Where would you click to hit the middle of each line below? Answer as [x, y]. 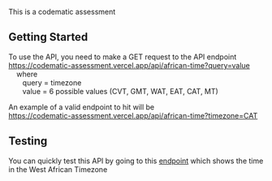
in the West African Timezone [58, 169]
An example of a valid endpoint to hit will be [82, 107]
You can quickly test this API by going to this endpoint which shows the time [136, 161]
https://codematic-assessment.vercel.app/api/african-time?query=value [129, 65]
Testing [28, 141]
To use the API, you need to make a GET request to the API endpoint [123, 57]
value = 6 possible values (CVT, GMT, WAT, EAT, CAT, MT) [121, 91]
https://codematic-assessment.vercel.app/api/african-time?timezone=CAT [133, 115]
